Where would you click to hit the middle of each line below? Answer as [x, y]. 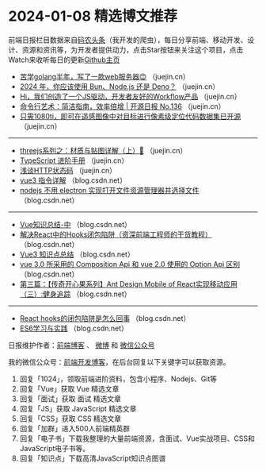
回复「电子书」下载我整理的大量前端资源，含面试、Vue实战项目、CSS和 [137, 438]
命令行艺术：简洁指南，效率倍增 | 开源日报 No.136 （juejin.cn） [122, 106]
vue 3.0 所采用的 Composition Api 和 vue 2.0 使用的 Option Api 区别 [130, 264]
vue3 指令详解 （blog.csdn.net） [73, 180]
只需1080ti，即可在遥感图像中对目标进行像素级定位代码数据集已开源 [130, 116]
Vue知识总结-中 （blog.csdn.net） [76, 224]
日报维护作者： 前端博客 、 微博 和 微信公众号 [82, 345]
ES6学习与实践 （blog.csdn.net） [74, 328]
